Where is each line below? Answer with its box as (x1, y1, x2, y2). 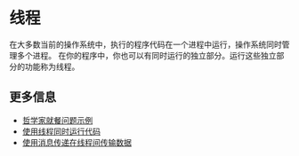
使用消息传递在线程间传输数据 (21, 136, 132, 147)
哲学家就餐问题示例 (21, 114, 93, 125)
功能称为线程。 (24, 61, 80, 72)
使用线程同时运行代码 (21, 126, 101, 136)
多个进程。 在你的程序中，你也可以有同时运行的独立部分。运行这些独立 (16, 50, 277, 60)
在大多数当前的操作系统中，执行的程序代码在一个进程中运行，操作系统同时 (9, 39, 282, 50)
